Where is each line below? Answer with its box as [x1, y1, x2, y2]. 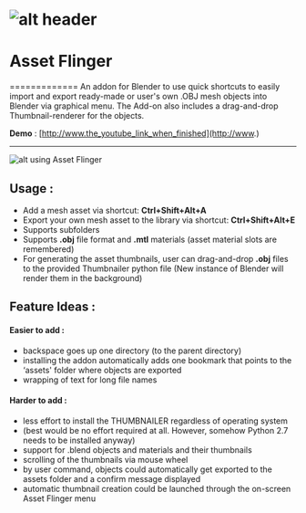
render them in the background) [22, 272, 143, 283]
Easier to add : [9, 324, 66, 335]
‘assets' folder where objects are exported [22, 364, 182, 375]
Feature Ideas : [9, 299, 96, 315]
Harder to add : [9, 395, 67, 406]
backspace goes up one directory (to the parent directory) [22, 345, 242, 356]
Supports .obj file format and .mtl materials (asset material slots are [22, 234, 278, 245]
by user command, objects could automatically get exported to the [22, 464, 273, 475]
